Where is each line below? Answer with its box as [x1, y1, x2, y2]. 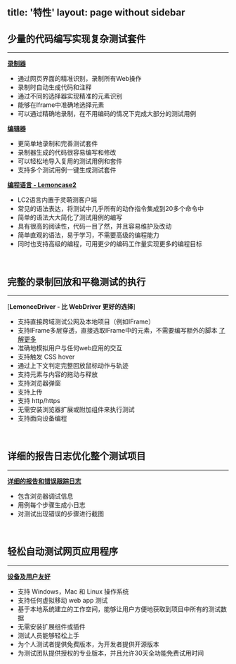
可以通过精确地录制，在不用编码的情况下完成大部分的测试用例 [17, 110, 197, 118]
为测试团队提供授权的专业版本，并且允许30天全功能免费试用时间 [17, 649, 204, 657]
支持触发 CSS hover [17, 352, 75, 361]
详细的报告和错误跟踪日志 [7, 477, 81, 485]
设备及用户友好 [7, 572, 51, 580]
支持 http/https [17, 397, 61, 405]
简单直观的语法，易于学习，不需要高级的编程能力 [17, 231, 159, 239]
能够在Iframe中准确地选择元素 [17, 101, 105, 109]
